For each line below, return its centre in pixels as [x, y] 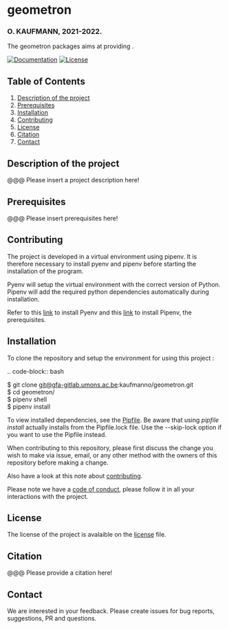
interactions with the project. [48, 496]
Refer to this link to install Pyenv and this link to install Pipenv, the [100, 312]
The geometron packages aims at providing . [70, 46]
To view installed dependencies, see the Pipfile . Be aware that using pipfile [113, 420]
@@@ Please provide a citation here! [60, 573]
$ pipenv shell [27, 399]
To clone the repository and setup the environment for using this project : [111, 358]
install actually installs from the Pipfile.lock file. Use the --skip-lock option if [115, 427]
